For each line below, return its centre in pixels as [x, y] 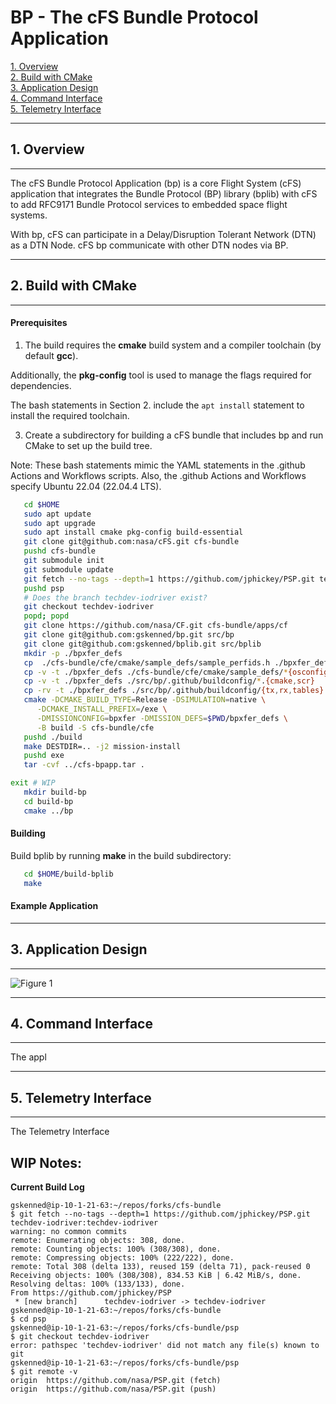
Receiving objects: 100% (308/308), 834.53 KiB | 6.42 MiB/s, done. [156, 1276]
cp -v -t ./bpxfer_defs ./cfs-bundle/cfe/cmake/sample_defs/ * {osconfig [176, 672]
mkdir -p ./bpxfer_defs [73, 653]
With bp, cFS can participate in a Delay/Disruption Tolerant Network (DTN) [163, 234]
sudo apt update [57, 514]
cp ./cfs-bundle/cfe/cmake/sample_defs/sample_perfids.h [147, 662]
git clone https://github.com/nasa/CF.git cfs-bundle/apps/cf [155, 626]
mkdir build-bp [55, 792]
